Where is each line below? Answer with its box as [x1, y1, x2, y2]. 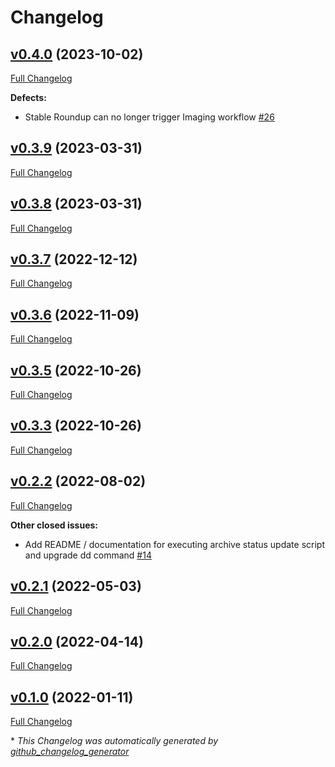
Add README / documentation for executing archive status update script [24, 538, 325, 550]
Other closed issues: [10, 519, 99, 531]
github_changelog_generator [10, 746, 130, 758]
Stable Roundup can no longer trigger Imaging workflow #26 [24, 111, 275, 123]
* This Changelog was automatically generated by [10, 735, 219, 747]
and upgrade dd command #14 [24, 549, 152, 561]
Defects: [10, 92, 47, 103]
